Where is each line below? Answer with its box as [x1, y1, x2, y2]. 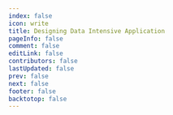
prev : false [8, 72, 49, 80]
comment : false [8, 42, 60, 50]
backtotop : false [8, 95, 67, 103]
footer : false [8, 87, 57, 96]
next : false [8, 79, 49, 87]
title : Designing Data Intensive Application [8, 27, 165, 35]
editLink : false [8, 49, 63, 57]
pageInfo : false [8, 34, 63, 43]
